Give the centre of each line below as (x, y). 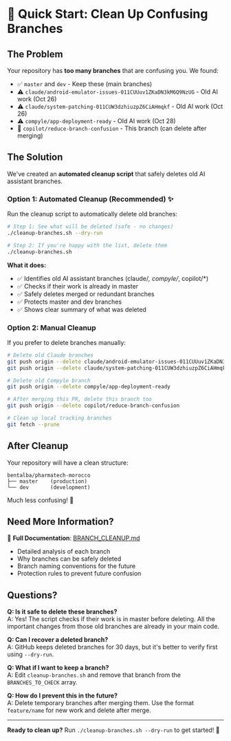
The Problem (35, 54)
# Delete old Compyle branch (49, 380)
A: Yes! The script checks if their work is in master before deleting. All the (111, 619)
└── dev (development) (49, 487)
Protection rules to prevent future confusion (79, 574)
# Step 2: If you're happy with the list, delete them (87, 245)
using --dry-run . (31, 654)
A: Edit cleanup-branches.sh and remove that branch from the (94, 675)
